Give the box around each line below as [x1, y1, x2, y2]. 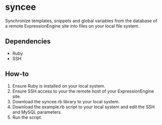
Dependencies [5, 37, 51, 46]
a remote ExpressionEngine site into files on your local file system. [5, 23, 139, 29]
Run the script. [12, 114, 42, 120]
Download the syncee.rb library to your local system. [12, 98, 120, 104]
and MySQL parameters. [12, 109, 62, 115]
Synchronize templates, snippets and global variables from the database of [5, 18, 158, 24]
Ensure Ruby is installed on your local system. [12, 83, 106, 89]
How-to [5, 70, 29, 78]
